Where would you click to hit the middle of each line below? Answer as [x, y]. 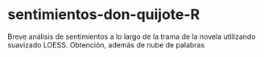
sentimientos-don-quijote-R [104, 15]
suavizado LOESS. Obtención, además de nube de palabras [106, 44]
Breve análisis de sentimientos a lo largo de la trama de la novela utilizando [132, 36]
